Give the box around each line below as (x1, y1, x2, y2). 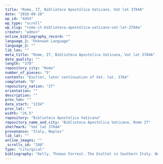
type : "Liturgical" (5, 147, 45, 152)
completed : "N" (5, 79, 36, 84)
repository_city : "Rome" (5, 66, 55, 71)
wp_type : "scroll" (5, 20, 42, 26)
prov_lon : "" (5, 98, 32, 102)
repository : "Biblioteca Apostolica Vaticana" (5, 115, 101, 120)
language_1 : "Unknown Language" (5, 39, 70, 44)
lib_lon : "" (5, 48, 29, 52)
